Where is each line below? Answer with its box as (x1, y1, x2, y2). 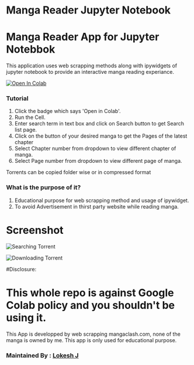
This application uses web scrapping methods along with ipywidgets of (6, 62, 178, 69)
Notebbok (6, 43, 56, 56)
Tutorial (6, 94, 29, 103)
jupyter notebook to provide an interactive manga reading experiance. (6, 69, 174, 76)
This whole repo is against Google (6, 286, 174, 299)
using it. (6, 311, 47, 324)
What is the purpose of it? (6, 183, 81, 192)
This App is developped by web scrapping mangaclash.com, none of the (6, 330, 181, 337)
